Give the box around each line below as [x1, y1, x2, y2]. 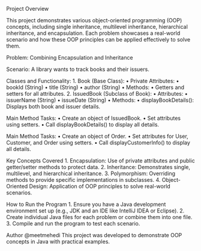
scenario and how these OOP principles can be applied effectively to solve [6, 36, 191, 43]
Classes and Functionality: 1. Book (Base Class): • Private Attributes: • [6, 78, 179, 84]
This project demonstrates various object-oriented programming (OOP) [6, 17, 182, 23]
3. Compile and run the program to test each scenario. [6, 220, 140, 227]
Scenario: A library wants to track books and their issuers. [6, 66, 150, 73]
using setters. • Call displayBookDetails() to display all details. [6, 121, 160, 128]
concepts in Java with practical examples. [6, 238, 110, 245]
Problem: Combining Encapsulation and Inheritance [6, 54, 133, 61]
